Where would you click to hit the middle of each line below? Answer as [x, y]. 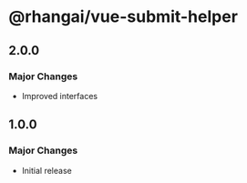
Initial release [46, 170]
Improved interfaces [59, 96]
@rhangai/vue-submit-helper [123, 17]
